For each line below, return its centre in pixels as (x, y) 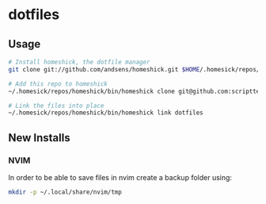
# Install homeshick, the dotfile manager (79, 62)
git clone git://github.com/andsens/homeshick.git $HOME (104, 69)
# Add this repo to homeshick (58, 84)
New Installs (39, 138)
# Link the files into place (56, 106)
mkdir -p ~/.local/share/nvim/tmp (65, 192)
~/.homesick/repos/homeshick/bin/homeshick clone (92, 91)
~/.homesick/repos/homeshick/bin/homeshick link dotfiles (106, 113)
